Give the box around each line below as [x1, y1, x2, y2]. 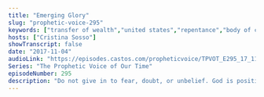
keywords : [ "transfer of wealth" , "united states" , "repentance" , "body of [8, 26, 251, 34]
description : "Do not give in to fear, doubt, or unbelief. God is [8, 77, 234, 84]
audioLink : [8, 56, 44, 63]
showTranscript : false [8, 41, 82, 48]
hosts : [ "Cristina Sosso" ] [8, 33, 97, 41]
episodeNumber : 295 [8, 70, 72, 77]
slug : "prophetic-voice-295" [8, 19, 104, 27]
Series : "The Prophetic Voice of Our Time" [8, 63, 153, 70]
